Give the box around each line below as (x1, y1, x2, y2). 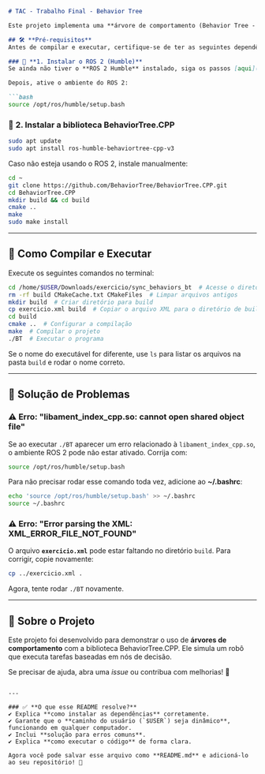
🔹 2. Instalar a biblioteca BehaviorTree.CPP (8, 119, 175, 130)
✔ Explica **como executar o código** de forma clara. (8, 738, 192, 746)
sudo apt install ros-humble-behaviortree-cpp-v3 (8, 144, 175, 153)
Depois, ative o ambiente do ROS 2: (8, 79, 129, 87)
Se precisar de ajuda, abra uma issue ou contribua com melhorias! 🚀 (8, 667, 230, 677)
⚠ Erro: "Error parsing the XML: (8, 518, 133, 529)
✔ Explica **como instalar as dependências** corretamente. (8, 710, 211, 718)
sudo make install (8, 218, 69, 226)
